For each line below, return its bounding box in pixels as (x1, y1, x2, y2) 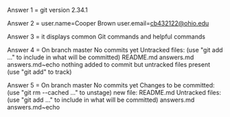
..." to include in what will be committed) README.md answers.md (7, 53, 194, 61)
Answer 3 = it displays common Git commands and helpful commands (7, 32, 206, 41)
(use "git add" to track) (7, 68, 72, 76)
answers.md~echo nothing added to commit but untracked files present (7, 61, 211, 68)
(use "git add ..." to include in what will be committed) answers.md (7, 96, 195, 104)
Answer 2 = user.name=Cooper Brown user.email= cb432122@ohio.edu (7, 19, 209, 27)
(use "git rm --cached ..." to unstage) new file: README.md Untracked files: (7, 89, 222, 96)
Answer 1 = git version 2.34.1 (7, 6, 88, 14)
